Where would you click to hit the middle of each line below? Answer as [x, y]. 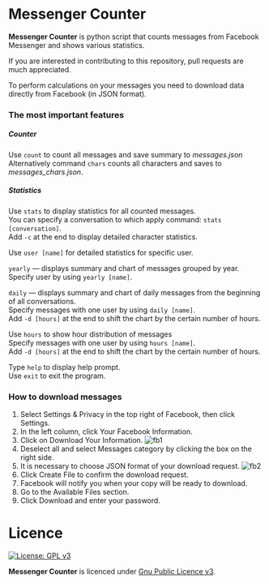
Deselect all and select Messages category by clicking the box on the [136, 449]
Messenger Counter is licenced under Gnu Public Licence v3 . [112, 572]
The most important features [66, 114]
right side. [37, 457]
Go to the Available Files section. [75, 492]
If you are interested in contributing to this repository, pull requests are [126, 61]
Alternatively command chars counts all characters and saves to [115, 163]
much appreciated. [40, 69]
